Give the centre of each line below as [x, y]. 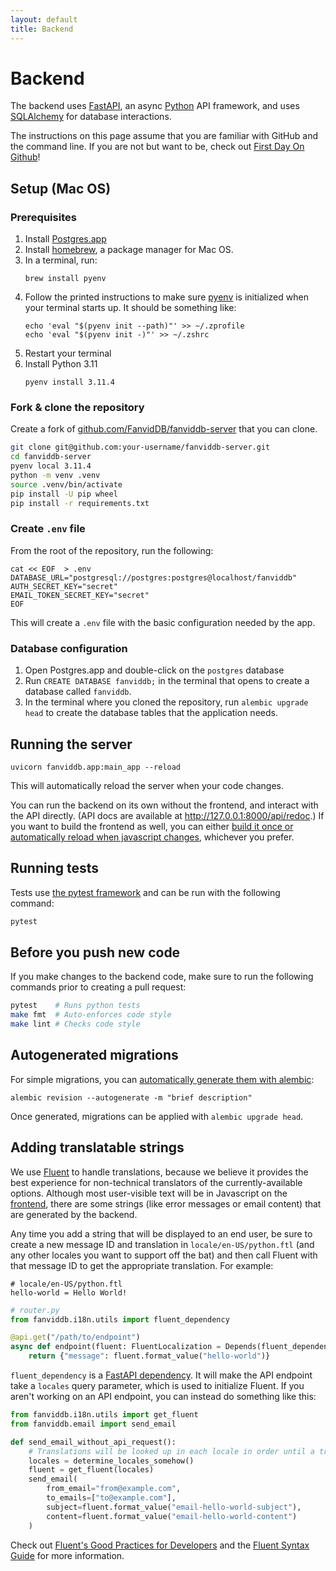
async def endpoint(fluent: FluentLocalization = [116, 1347]
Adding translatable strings [97, 1147]
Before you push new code [95, 952]
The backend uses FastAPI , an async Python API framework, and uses [155, 106]
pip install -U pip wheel [64, 494]
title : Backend [42, 29]
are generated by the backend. [74, 1214]
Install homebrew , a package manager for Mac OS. [129, 250]
